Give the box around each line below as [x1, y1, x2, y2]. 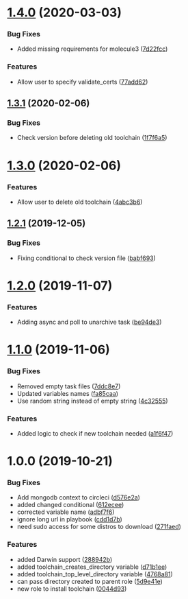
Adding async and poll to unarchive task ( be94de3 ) [16, 318, 162, 327]
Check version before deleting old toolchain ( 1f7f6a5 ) [16, 134, 167, 142]
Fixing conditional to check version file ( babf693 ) [16, 254, 156, 262]
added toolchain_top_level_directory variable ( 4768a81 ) [16, 569, 173, 578]
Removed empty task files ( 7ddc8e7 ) [16, 382, 121, 390]
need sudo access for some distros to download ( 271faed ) [16, 523, 181, 531]
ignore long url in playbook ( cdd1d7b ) [16, 515, 123, 524]
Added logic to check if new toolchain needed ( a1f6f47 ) [16, 429, 174, 437]
